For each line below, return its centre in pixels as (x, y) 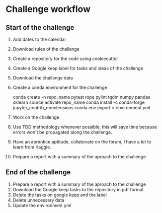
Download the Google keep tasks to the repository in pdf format (78, 189)
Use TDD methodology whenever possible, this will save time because (85, 127)
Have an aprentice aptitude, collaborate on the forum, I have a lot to (82, 142)
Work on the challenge (36, 117)
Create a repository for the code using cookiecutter (65, 59)
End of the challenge (38, 172)
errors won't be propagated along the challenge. (62, 132)
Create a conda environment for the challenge (60, 87)
